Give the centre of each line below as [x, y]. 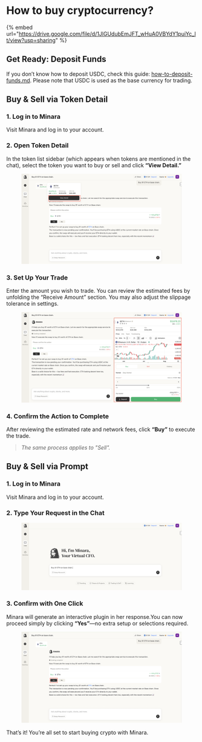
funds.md [18, 80]
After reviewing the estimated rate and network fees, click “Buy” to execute [101, 429]
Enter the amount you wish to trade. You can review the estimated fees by [98, 291]
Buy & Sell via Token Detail [57, 100]
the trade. [18, 436]
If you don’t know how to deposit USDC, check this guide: [78, 74]
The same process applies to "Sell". [66, 447]
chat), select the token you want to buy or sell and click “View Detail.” [94, 165]
